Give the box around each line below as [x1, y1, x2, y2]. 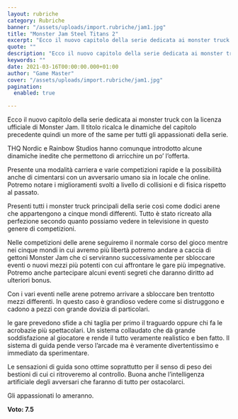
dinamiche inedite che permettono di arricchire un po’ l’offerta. [7, 152, 190, 160]
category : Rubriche [7, 17, 65, 24]
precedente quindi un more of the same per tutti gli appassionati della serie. [7, 131, 229, 139]
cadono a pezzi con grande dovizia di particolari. [7, 305, 150, 313]
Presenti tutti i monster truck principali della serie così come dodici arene [7, 202, 221, 210]
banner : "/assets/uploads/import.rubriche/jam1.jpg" [7, 23, 166, 31]
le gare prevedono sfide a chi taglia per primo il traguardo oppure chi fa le [7, 319, 223, 327]
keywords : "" [7, 57, 46, 64]
